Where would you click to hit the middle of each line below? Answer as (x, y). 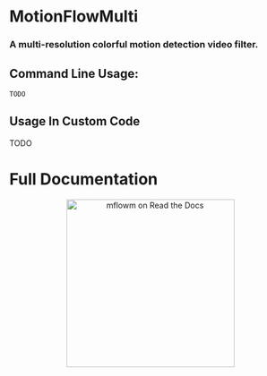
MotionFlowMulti (74, 17)
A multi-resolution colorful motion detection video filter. (134, 45)
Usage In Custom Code (75, 121)
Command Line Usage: (74, 73)
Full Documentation (84, 179)
